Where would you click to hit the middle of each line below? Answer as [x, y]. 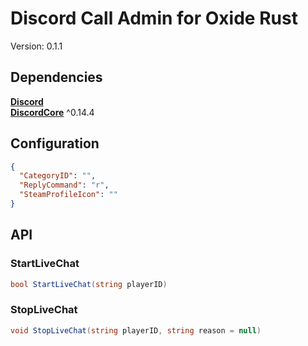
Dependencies [56, 77]
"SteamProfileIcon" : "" [68, 195]
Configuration [55, 143]
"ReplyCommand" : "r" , [64, 185]
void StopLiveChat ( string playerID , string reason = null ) [136, 330]
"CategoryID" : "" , [58, 176]
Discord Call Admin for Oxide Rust [154, 18]
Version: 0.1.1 [36, 46]
